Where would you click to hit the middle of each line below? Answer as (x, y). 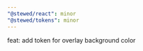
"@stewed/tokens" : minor (43, 20)
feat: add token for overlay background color (71, 40)
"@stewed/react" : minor (42, 14)
